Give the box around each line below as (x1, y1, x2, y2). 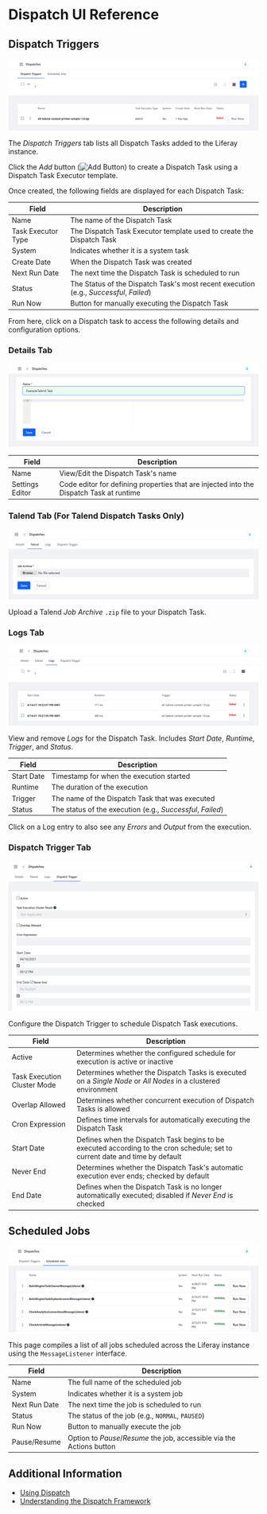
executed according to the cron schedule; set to (76, 1143, 233, 1153)
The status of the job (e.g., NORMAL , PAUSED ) (67, 1411, 205, 1421)
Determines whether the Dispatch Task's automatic (76, 1162, 244, 1172)
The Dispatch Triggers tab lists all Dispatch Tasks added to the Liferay (8, 138, 238, 148)
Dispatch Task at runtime (59, 488, 141, 498)
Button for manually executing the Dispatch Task (70, 298, 229, 308)
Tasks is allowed (76, 1104, 130, 1114)
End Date (11, 1191, 42, 1201)
